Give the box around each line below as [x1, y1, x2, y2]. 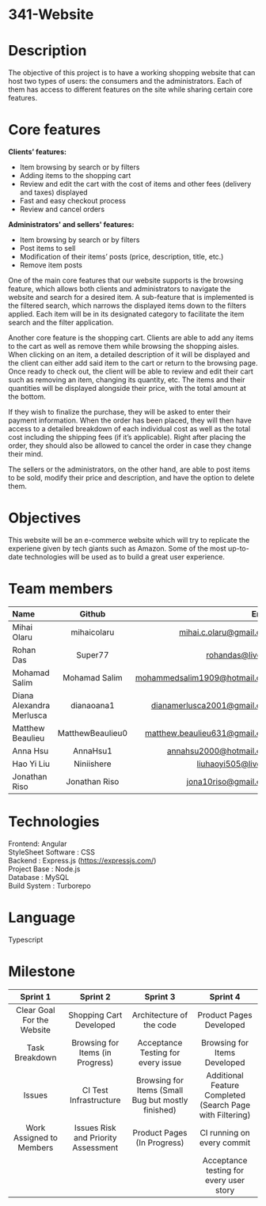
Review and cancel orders [19, 204, 105, 214]
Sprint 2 [79, 991, 111, 1002]
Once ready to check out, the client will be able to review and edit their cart [8, 366, 253, 377]
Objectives [8, 509, 82, 527]
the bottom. [8, 392, 46, 401]
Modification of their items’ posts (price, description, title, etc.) [19, 252, 224, 262]
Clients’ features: [8, 147, 67, 157]
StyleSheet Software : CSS [8, 847, 95, 856]
